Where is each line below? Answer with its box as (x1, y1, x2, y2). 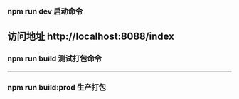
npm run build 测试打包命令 (7, 53, 102, 63)
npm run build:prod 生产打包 (7, 82, 107, 92)
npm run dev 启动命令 (7, 6, 83, 16)
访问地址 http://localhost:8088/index (7, 31, 174, 43)
